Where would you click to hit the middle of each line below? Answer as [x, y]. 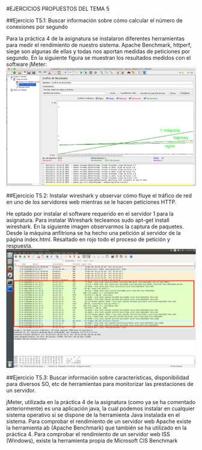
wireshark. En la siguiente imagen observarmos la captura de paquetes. [95, 227]
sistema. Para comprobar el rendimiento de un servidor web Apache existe [99, 421]
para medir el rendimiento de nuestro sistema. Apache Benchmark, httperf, [99, 45]
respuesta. [20, 246]
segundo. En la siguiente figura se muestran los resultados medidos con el [99, 58]
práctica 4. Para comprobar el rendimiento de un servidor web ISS [88, 434]
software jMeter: [26, 64]
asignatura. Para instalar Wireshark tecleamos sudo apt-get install [88, 220]
